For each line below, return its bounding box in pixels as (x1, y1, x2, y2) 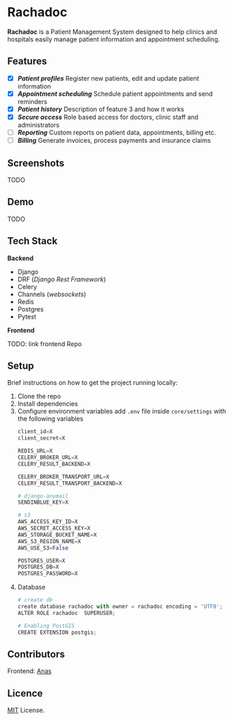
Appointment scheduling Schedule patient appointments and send (17, 89, 213, 98)
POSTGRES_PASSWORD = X (17, 570, 78, 578)
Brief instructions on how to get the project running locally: (7, 378, 178, 387)
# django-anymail (17, 492, 69, 499)
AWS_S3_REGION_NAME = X (17, 537, 81, 545)
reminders (17, 97, 48, 106)
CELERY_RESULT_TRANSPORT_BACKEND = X (17, 480, 122, 487)
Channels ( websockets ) (17, 290, 87, 298)
